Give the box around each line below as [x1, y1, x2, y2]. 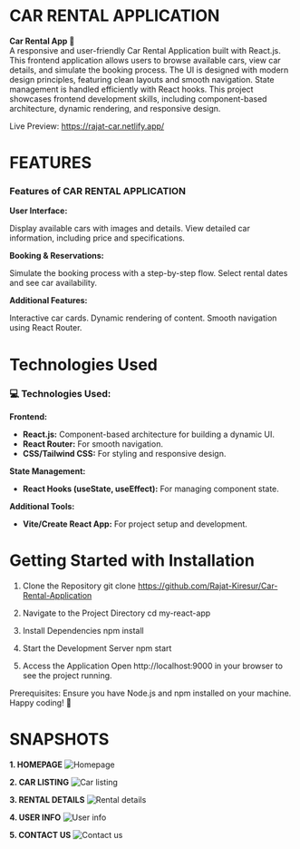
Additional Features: [9, 295, 88, 306]
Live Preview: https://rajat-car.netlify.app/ [9, 120, 165, 132]
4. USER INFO [9, 812, 62, 823]
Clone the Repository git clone [22, 580, 136, 591]
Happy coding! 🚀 [9, 696, 73, 708]
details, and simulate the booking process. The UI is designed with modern [9, 64, 289, 75]
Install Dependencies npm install [22, 625, 144, 636]
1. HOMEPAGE [9, 759, 63, 770]
